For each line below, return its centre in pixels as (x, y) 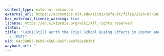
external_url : (20, 14)
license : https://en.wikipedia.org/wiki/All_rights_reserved (69, 23)
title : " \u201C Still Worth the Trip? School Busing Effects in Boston (78, 32)
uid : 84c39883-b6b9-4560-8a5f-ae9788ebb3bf (50, 41)
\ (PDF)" (18, 37)
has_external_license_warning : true (42, 19)
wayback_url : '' (21, 46)
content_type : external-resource (39, 9)
